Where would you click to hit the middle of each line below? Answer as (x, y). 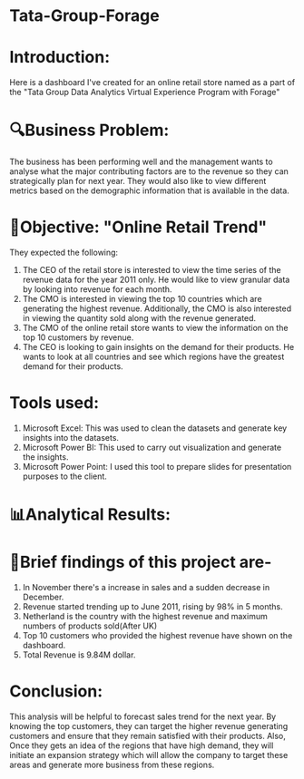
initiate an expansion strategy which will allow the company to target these (149, 755)
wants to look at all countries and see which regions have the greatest (153, 356)
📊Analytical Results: (90, 515)
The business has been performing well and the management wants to (142, 162)
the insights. (45, 457)
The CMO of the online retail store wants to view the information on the (155, 328)
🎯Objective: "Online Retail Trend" (138, 227)
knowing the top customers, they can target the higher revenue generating (149, 726)
